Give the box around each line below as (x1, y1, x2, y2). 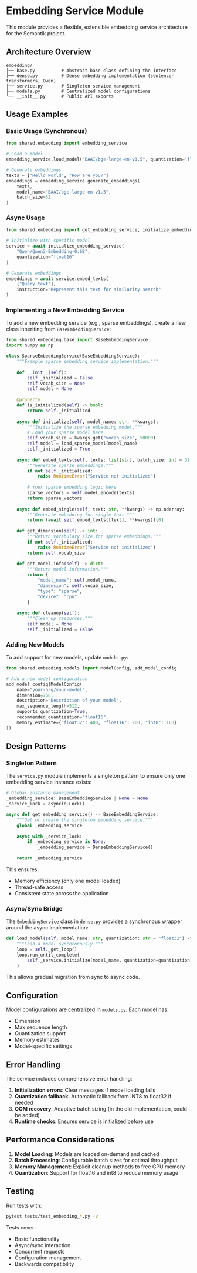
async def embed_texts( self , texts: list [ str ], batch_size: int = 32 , (16, 457, 193, 463)
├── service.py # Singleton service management (6, 83, 141, 89)
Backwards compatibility (14, 1260, 74, 1267)
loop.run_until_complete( (16, 952, 80, 958)
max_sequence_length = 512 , (16, 703, 80, 709)
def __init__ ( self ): (16, 369, 67, 375)
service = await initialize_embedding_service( (6, 243, 125, 249)
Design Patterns (6, 741, 66, 751)
